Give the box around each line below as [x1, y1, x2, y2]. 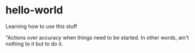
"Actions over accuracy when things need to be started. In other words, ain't [5, 34, 189, 41]
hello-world [5, 3, 64, 17]
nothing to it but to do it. [5, 40, 64, 47]
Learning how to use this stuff [5, 23, 78, 30]
